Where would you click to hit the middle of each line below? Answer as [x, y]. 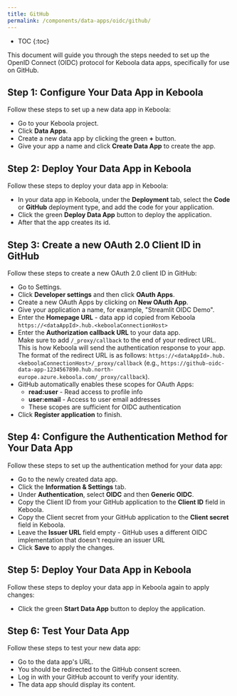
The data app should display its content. [77, 685]
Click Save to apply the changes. [66, 548]
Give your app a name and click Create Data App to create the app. [116, 146]
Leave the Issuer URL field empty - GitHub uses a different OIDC [112, 532]
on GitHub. [23, 70]
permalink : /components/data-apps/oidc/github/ [79, 21]
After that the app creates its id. [64, 223]
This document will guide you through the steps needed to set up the [109, 55]
